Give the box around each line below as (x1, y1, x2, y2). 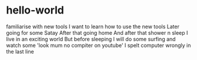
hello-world (6, 4, 65, 17)
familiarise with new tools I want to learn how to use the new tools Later (6, 23, 179, 30)
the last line (6, 48, 34, 55)
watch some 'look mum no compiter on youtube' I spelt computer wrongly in (6, 42, 191, 49)
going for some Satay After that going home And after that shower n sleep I (6, 29, 188, 36)
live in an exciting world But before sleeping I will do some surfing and (6, 35, 176, 42)
